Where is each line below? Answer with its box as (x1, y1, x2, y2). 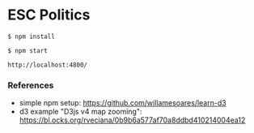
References (7, 79, 54, 91)
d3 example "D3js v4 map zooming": (19, 107, 142, 117)
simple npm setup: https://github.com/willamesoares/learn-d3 (19, 98, 227, 108)
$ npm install (7, 32, 56, 41)
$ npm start (7, 46, 48, 54)
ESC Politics (7, 6, 91, 24)
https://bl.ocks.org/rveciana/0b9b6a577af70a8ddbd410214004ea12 (19, 115, 246, 125)
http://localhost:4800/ (7, 61, 88, 69)
